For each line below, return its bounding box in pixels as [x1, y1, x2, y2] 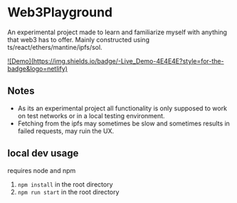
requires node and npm [7, 166, 76, 175]
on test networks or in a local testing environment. [17, 111, 165, 120]
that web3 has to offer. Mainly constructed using [7, 35, 149, 43]
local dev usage [7, 147, 79, 160]
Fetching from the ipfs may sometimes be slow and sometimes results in [17, 119, 230, 127]
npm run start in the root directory [17, 187, 120, 196]
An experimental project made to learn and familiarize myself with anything [7, 28, 228, 36]
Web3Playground [7, 4, 113, 21]
